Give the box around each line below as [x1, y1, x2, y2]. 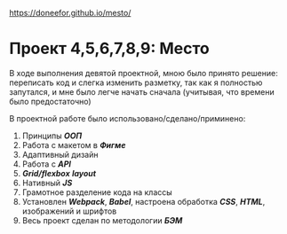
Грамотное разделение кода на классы [21, 186, 173, 198]
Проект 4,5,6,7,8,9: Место [9, 39, 211, 58]
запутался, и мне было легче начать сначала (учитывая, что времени [9, 86, 275, 97]
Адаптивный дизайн [21, 149, 99, 160]
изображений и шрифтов [21, 206, 117, 216]
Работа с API [21, 159, 72, 169]
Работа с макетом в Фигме [21, 139, 126, 150]
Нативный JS [21, 177, 73, 188]
